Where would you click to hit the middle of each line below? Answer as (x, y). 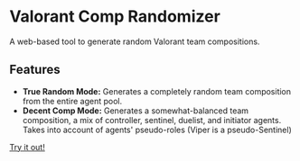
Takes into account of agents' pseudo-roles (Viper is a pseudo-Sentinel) (157, 130)
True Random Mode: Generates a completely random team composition (157, 91)
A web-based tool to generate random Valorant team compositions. (135, 41)
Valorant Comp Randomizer (115, 17)
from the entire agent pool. (72, 101)
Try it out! (27, 147)
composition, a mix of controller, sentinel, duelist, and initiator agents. (152, 120)
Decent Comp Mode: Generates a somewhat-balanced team (136, 111)
